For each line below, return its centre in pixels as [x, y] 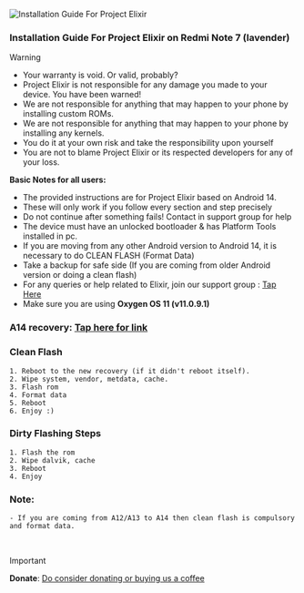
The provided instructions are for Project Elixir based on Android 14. [150, 198]
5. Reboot [28, 403]
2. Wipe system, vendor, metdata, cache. [89, 379]
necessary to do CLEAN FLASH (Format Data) [108, 256]
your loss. [41, 162]
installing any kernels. [63, 133]
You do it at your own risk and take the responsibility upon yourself [148, 143]
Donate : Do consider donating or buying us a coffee [107, 578]
